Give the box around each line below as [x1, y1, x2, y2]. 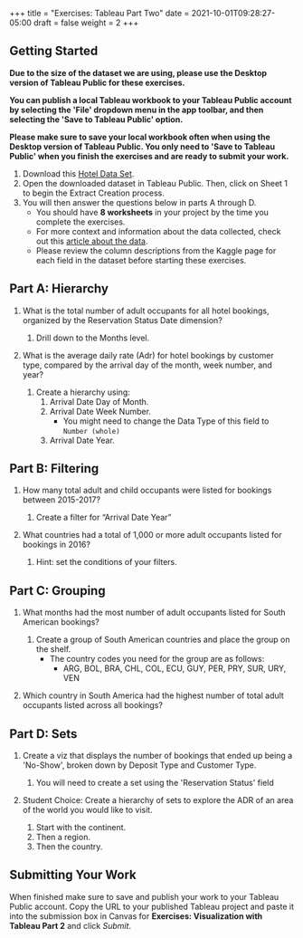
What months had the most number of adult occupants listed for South [22, 607, 287, 618]
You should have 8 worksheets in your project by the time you [35, 206, 270, 217]
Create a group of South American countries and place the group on [35, 634, 291, 646]
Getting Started [9, 43, 99, 59]
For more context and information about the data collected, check [35, 225, 281, 236]
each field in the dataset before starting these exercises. [35, 254, 247, 265]
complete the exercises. [35, 216, 126, 227]
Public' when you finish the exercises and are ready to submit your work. [9, 150, 289, 161]
